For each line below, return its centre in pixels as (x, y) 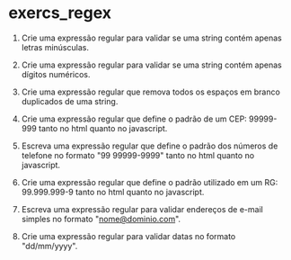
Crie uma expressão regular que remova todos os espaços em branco (150, 92)
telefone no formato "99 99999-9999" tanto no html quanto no (138, 155)
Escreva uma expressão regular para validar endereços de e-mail (142, 209)
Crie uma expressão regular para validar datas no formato (128, 236)
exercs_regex (60, 13)
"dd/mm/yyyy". (49, 246)
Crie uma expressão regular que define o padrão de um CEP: (134, 119)
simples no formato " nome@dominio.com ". (101, 219)
